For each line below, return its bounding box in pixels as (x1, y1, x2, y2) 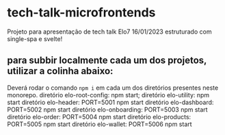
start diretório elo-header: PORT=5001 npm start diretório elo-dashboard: (7, 98, 214, 106)
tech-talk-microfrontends (7, 5, 156, 21)
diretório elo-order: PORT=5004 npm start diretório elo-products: (7, 112, 191, 121)
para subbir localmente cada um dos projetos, (7, 55, 207, 66)
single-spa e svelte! (7, 34, 63, 42)
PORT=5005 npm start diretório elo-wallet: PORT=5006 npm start (7, 120, 193, 128)
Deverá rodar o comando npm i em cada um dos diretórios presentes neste (7, 84, 219, 92)
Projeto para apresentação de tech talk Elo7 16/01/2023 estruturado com (7, 27, 212, 36)
